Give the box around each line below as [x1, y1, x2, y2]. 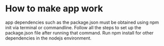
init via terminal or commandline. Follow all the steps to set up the [5, 24, 141, 30]
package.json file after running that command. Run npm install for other [5, 30, 154, 36]
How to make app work [5, 3, 103, 14]
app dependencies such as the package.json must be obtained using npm [5, 19, 159, 25]
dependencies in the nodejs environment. [5, 35, 92, 41]
